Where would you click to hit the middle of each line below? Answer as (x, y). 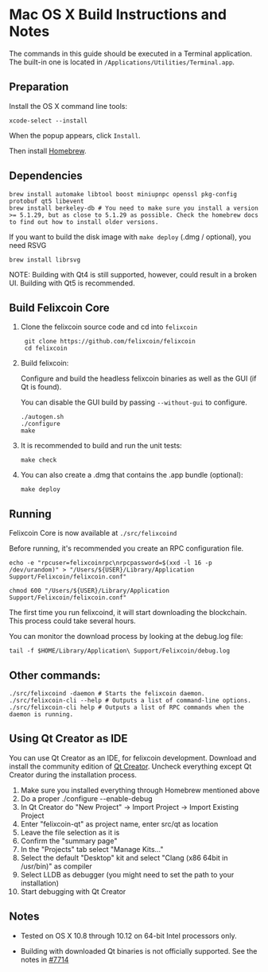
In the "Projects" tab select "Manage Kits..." (92, 849)
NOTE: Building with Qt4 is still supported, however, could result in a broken (133, 274)
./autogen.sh (42, 417)
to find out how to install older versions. (84, 222)
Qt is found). (41, 387)
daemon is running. (41, 714)
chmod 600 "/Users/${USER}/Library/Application (89, 591)
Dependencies (46, 176)
